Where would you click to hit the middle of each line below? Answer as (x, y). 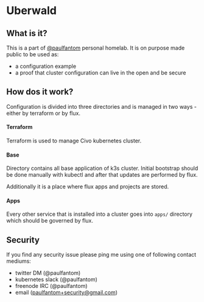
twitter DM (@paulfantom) (48, 273)
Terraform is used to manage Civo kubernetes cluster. (74, 141)
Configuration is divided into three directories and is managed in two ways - (101, 106)
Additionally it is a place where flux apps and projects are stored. (88, 186)
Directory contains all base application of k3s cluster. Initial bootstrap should (102, 168)
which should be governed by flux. (50, 221)
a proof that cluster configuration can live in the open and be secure (100, 73)
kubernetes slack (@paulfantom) (56, 279)
